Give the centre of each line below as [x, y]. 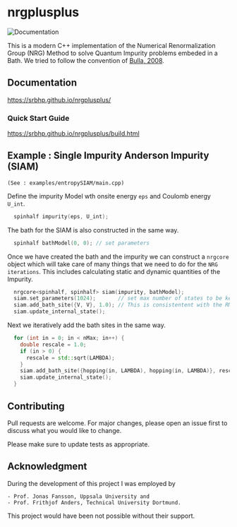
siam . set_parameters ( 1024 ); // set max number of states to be [118, 298]
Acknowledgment [47, 467]
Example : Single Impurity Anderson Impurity [108, 156]
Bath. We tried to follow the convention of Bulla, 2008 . [86, 60]
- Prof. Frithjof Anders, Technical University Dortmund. [94, 502]
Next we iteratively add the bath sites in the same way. [86, 325]
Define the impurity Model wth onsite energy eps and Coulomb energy [109, 196]
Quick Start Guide [38, 118]
